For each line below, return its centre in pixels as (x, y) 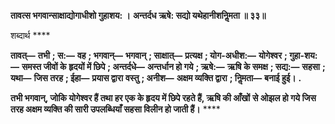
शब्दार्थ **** (30, 35)
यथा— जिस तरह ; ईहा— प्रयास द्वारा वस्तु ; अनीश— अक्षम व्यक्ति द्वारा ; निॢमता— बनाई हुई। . (156, 78)
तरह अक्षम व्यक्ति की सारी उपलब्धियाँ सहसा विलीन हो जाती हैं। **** (115, 109)
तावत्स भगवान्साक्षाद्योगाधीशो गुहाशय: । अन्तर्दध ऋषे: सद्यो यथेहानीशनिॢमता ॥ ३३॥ (138, 15)
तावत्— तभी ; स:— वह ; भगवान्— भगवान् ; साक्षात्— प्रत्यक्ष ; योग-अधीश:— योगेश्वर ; (149, 55)
